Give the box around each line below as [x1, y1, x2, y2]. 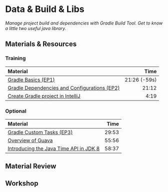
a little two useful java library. [5, 25, 66, 31]
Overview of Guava [7, 136, 53, 143]
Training [5, 55, 26, 62]
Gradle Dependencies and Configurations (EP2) [7, 84, 120, 91]
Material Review [5, 162, 56, 170]
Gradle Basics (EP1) [7, 76, 55, 83]
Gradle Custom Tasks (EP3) [7, 128, 73, 135]
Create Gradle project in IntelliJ [7, 92, 81, 99]
